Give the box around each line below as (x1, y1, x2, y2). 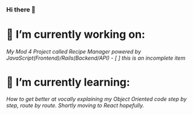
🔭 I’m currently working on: (6, 28, 145, 42)
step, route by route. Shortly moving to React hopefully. (6, 102, 145, 109)
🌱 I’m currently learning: (6, 75, 130, 89)
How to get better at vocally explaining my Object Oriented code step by (6, 96, 187, 103)
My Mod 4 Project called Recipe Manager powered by (6, 48, 142, 55)
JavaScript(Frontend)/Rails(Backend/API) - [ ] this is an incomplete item (6, 54, 186, 61)
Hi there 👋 (6, 5, 36, 14)
